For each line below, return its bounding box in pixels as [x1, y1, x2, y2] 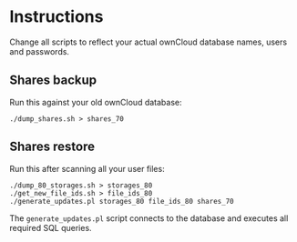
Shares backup [9, 73, 97, 88]
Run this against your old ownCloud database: [9, 96, 182, 107]
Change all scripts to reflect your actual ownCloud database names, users [9, 36, 288, 47]
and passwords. [9, 45, 70, 56]
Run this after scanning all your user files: [9, 163, 166, 174]
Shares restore [9, 139, 96, 155]
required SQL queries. [9, 222, 93, 233]
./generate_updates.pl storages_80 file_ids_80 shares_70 [9, 197, 234, 206]
